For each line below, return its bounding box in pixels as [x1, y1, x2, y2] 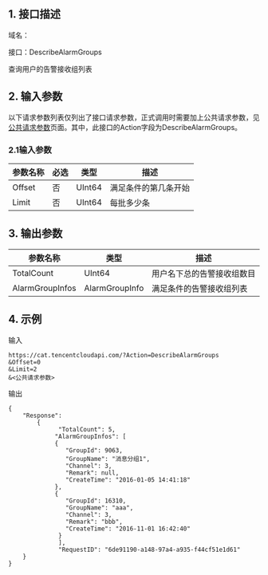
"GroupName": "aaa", [65, 503, 134, 512]
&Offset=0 [8, 358, 41, 366]
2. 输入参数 [8, 90, 63, 104]
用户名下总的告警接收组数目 [151, 268, 256, 279]
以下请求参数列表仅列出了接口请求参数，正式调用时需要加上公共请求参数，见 [8, 112, 260, 122]
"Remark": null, [65, 469, 120, 477]
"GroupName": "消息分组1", [65, 455, 150, 463]
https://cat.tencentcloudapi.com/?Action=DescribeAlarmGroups [8, 351, 219, 359]
